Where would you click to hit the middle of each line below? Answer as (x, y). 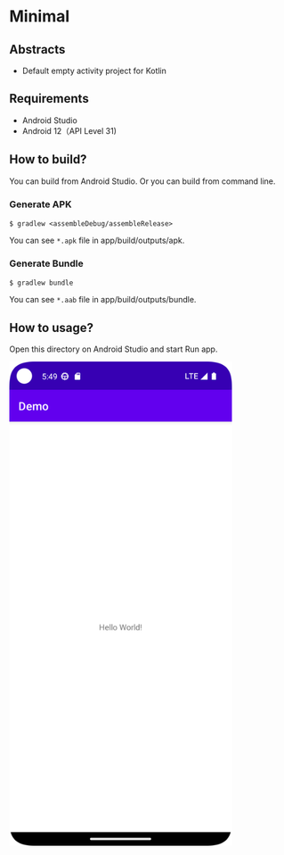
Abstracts (37, 50)
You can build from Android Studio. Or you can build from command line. (142, 181)
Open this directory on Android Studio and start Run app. (114, 349)
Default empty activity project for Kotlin (94, 71)
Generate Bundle (47, 263)
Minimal (40, 17)
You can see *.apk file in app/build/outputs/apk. (97, 240)
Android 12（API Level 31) (69, 130)
